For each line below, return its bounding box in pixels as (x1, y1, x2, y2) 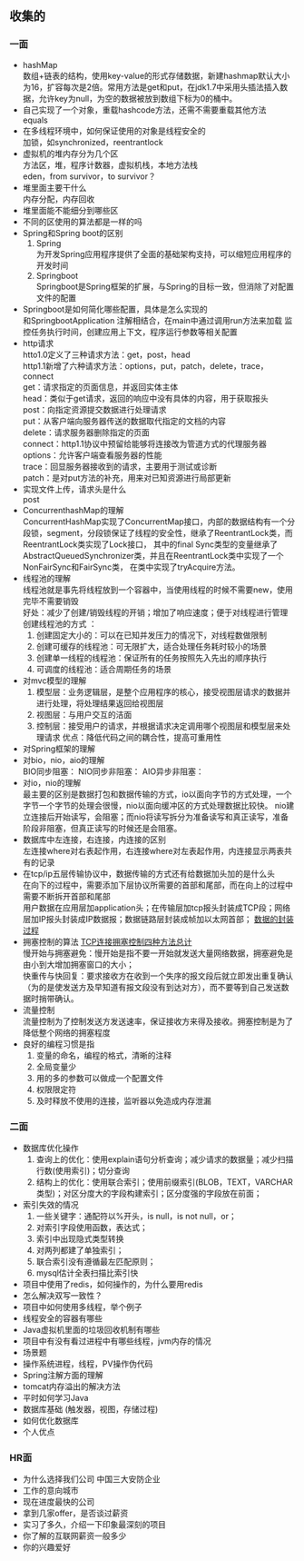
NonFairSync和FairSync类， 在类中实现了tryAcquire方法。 (22, 562, 240, 572)
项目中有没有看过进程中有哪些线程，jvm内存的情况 (22, 1335, 211, 1347)
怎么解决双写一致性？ (22, 1289, 103, 1301)
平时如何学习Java (22, 1392, 89, 1403)
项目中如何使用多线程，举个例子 (22, 1301, 142, 1312)
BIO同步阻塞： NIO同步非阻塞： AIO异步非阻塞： (22, 766, 204, 777)
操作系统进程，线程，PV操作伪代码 (22, 1357, 153, 1369)
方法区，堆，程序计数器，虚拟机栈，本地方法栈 (22, 159, 198, 170)
